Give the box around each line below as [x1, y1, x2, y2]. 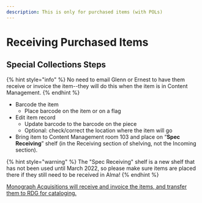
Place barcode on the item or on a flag [24, 107, 121, 114]
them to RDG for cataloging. [6, 189, 77, 196]
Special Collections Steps [6, 59, 106, 70]
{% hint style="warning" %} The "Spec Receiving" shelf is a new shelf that [6, 158, 195, 165]
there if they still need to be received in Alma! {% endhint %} [6, 171, 159, 178]
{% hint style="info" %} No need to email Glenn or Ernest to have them [6, 76, 185, 83]
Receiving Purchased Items [6, 35, 149, 49]
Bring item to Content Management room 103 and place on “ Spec [15, 133, 181, 141]
